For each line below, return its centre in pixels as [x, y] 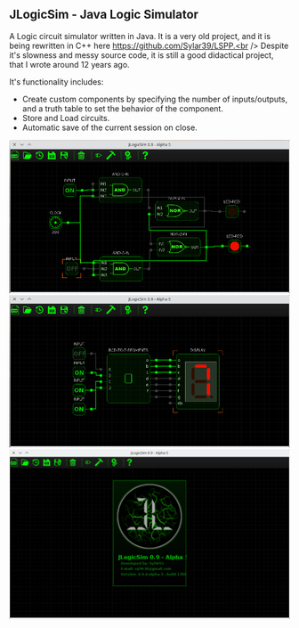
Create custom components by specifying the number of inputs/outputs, [155, 99]
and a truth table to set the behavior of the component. [123, 108]
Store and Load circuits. [66, 118]
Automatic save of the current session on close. [109, 127]
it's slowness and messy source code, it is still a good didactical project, [141, 55]
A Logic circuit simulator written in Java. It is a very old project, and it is [140, 36]
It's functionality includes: [57, 82]
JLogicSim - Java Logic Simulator [104, 15]
